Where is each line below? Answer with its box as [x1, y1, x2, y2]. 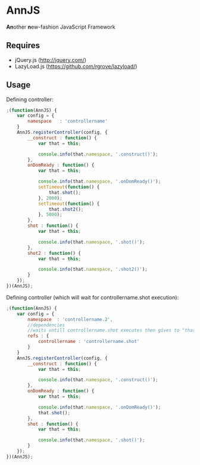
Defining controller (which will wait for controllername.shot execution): [6, 294, 179, 301]
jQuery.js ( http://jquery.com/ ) [14, 56, 87, 63]
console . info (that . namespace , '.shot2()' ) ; [37, 266, 148, 273]
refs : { [27, 333, 49, 339]
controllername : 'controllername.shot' [37, 339, 140, 345]
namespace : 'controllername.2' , [27, 316, 113, 322]
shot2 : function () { [27, 250, 82, 256]
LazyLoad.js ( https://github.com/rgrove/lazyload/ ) [14, 63, 137, 70]
